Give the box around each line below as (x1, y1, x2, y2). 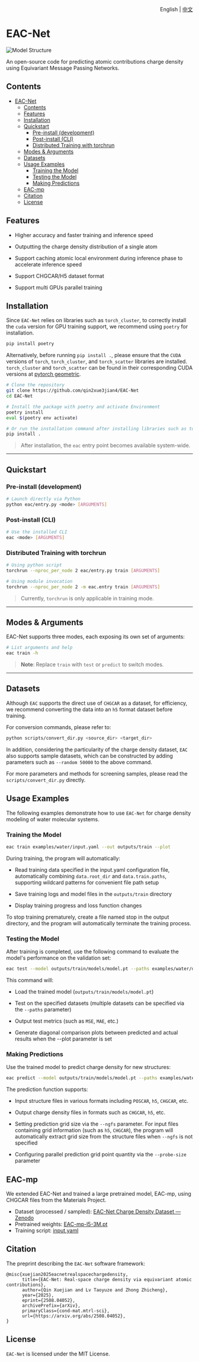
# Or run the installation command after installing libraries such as (6, 425, 187, 431)
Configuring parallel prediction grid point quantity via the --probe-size (14, 1151, 187, 1158)
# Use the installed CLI (6, 529, 68, 535)
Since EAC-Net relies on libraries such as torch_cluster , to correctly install (6, 317, 187, 324)
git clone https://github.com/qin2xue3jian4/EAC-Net (6, 387, 139, 394)
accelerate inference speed (14, 261, 82, 268)
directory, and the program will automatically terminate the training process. (6, 919, 191, 926)
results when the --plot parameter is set (14, 1035, 113, 1042)
